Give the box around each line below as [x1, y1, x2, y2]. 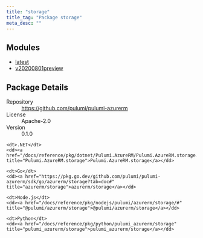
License [6, 111, 26, 118]
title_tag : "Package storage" [6, 14, 83, 20]
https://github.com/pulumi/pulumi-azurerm [21, 105, 128, 111]
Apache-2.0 [21, 117, 51, 124]
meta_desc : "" [6, 20, 42, 26]
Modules [6, 42, 40, 52]
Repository [6, 98, 33, 105]
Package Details [6, 82, 68, 92]
